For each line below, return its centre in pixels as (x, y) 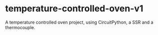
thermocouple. (20, 27)
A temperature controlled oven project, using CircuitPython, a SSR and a (79, 22)
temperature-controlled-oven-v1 (74, 9)
